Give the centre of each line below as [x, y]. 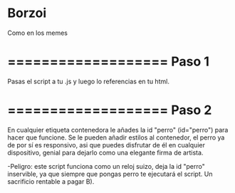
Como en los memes [37, 33]
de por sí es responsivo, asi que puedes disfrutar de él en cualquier [106, 145]
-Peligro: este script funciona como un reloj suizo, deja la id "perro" [106, 166]
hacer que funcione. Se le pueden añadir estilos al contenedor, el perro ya [116, 137]
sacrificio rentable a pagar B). [51, 181]
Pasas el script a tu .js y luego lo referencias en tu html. [88, 81]
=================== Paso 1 [109, 62]
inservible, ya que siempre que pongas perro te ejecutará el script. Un [110, 174]
